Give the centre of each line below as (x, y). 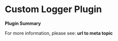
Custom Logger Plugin (53, 9)
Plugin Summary (23, 23)
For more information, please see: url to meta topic (59, 33)
